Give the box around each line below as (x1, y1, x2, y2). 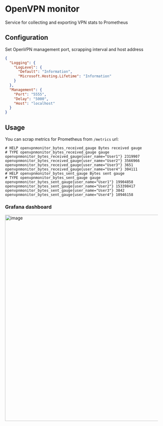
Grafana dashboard (5, 203, 52, 210)
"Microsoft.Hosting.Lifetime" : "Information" (17, 74, 112, 79)
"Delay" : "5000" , (14, 96, 49, 101)
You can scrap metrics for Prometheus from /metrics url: (5, 136, 119, 142)
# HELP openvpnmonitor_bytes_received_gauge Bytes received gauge (5, 146, 142, 150)
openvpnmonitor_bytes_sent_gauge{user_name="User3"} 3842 (5, 188, 125, 193)
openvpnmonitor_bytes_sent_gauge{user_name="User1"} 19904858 (5, 180, 133, 184)
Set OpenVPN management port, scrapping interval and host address (5, 46, 144, 52)
